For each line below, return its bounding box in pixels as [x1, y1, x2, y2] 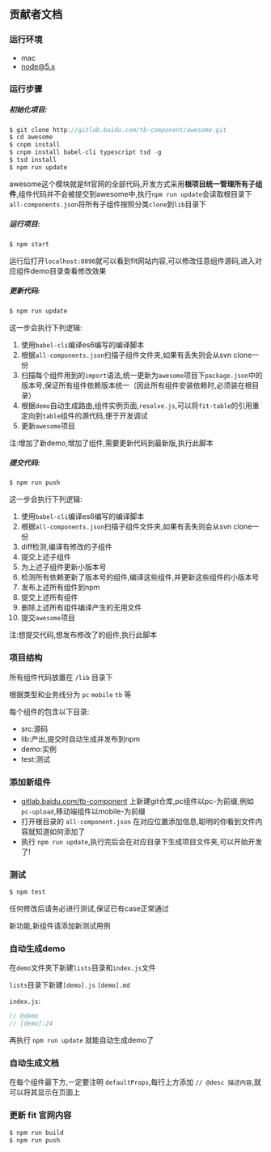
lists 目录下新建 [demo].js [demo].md [9, 980, 130, 990]
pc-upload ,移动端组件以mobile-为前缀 [20, 806, 146, 816]
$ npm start [9, 240, 49, 249]
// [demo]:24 [9, 1019, 53, 1028]
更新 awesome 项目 [20, 420, 75, 431]
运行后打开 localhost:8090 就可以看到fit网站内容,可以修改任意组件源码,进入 [9, 256, 256, 266]
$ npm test [9, 888, 46, 896]
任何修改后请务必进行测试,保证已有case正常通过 [9, 903, 169, 913]
